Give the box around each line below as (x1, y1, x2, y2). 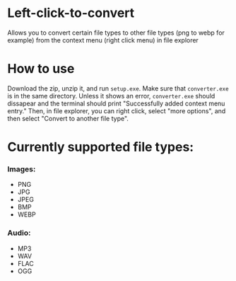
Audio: (7, 228, 31, 238)
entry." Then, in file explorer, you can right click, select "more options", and (7, 106, 226, 115)
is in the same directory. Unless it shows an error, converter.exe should (7, 91, 216, 100)
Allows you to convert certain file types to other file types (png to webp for (7, 28, 225, 37)
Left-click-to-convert (7, 5, 135, 21)
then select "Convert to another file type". (7, 114, 129, 122)
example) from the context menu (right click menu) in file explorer (7, 35, 199, 44)
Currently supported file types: (7, 139, 194, 155)
